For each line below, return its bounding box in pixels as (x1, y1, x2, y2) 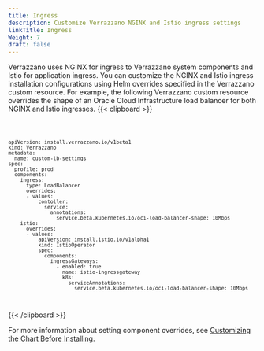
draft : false (8, 41, 51, 49)
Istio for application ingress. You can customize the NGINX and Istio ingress (8, 71, 254, 80)
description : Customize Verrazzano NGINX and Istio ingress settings (8, 19, 242, 27)
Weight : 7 (8, 33, 41, 42)
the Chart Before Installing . (8, 334, 95, 343)
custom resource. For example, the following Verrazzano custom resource (8, 87, 249, 97)
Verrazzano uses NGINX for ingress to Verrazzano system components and (8, 62, 254, 72)
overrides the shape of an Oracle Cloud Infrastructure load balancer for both (8, 96, 256, 105)
